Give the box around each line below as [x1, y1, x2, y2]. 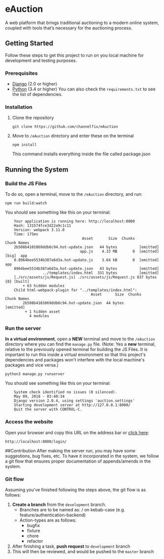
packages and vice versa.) [5, 362, 59, 368]
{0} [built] [5, 279, 29, 284]
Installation [5, 103, 33, 110]
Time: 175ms [14, 232, 38, 237]
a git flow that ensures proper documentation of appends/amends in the [5, 458, 151, 464]
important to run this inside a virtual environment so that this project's [5, 352, 146, 357]
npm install [12, 143, 37, 147]
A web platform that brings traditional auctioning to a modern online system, [5, 20, 159, 26]
